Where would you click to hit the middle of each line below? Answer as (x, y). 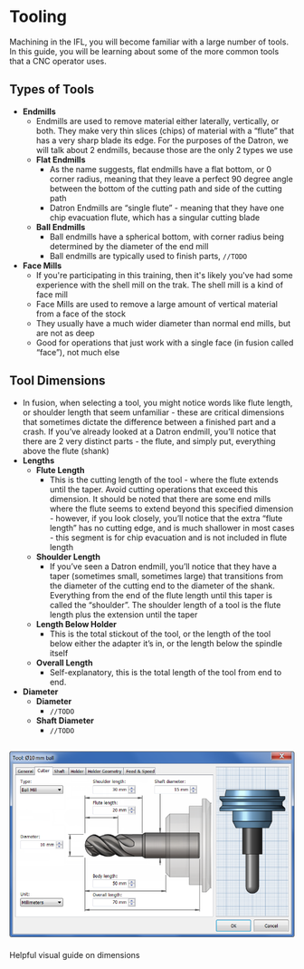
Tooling (38, 17)
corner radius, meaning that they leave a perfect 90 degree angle (171, 179)
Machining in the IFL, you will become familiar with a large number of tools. (149, 42)
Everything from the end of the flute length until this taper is (161, 595)
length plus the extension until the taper (123, 615)
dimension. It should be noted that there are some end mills (160, 499)
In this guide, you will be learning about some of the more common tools (144, 51)
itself (59, 653)
